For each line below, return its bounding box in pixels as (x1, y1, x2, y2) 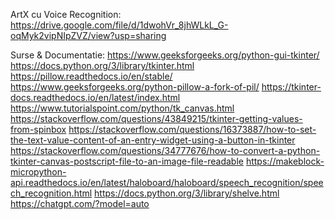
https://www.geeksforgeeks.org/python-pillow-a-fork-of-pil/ (10, 81, 260, 93)
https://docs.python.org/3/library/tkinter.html (10, 60, 195, 71)
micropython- (10, 166, 67, 178)
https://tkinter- (261, 81, 322, 93)
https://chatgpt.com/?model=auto (10, 198, 150, 209)
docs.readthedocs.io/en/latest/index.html (10, 92, 181, 103)
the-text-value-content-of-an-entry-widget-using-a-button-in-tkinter (10, 134, 296, 146)
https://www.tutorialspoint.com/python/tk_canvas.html (10, 102, 235, 114)
